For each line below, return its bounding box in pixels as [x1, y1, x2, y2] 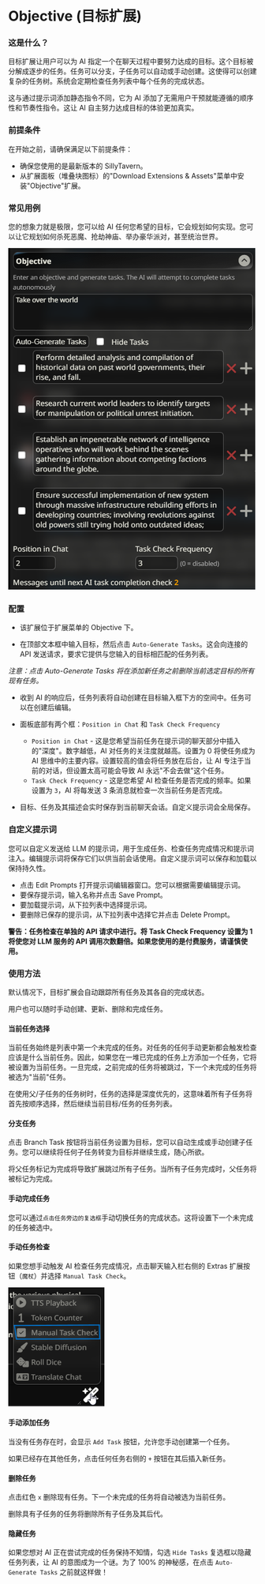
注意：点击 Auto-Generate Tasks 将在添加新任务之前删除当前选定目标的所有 [8, 666, 255, 676]
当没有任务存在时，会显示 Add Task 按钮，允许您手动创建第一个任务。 [8, 1436, 234, 1446]
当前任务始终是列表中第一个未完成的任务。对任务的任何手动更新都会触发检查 [8, 1043, 257, 1053]
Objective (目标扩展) [8, 7, 142, 25]
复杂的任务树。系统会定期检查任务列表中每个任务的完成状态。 [8, 77, 209, 86]
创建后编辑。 [33, 703, 76, 712]
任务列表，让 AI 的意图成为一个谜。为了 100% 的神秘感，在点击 [8, 1557, 215, 1567]
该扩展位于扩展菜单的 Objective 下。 [19, 623, 138, 632]
